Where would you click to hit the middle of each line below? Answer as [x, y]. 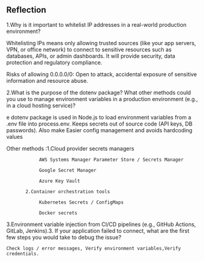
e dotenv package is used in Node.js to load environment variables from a [99, 117]
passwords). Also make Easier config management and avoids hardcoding [100, 130]
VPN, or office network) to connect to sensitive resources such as [89, 49]
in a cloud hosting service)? [41, 105]
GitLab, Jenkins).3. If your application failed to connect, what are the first [98, 230]
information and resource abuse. [47, 80]
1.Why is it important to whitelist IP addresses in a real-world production [97, 24]
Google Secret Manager [68, 170]
